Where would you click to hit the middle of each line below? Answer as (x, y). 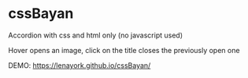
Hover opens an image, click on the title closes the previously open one (124, 50)
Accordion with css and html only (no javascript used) (96, 35)
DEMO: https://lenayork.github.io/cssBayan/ (80, 65)
